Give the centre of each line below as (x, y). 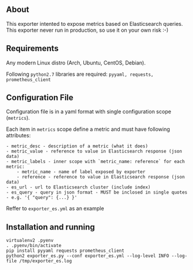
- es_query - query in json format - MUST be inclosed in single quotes (97, 193)
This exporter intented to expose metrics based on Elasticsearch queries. (94, 23)
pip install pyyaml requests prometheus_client (65, 251)
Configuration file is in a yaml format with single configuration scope (89, 112)
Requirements (32, 48)
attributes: (18, 136)
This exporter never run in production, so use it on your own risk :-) (87, 30)
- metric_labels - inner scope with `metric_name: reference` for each (95, 162)
